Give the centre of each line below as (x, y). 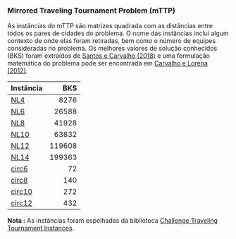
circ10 (22, 192)
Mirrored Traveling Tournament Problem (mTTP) (92, 11)
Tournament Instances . (41, 228)
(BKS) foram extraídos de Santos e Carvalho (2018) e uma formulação (108, 56)
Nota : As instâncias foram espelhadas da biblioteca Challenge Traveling (113, 221)
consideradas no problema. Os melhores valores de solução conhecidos (112, 49)
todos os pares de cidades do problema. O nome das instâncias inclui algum (118, 33)
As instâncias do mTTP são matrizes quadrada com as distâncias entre (110, 26)
